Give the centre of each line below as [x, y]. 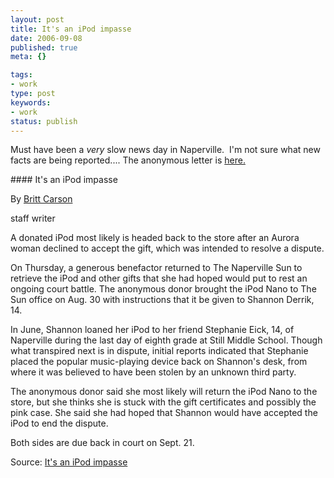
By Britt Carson [41, 199]
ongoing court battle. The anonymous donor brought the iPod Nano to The [163, 289]
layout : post [37, 19]
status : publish [44, 121]
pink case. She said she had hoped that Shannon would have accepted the [164, 413]
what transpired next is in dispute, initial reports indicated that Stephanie [159, 351]
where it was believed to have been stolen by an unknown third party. [153, 372]
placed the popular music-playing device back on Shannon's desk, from [159, 362]
